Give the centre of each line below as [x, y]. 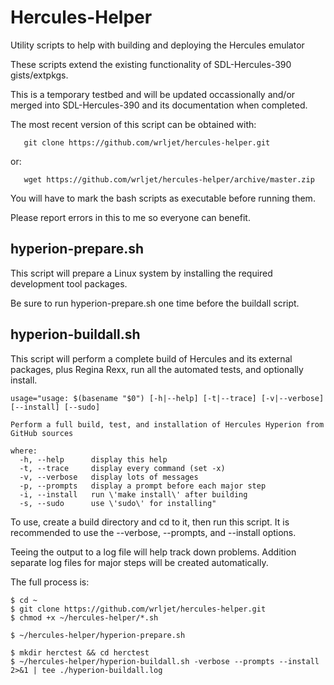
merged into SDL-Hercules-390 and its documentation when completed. [159, 105]
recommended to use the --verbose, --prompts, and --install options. [153, 532]
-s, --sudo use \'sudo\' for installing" [118, 503]
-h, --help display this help [93, 459]
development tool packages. [69, 283]
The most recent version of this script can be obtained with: [133, 124]
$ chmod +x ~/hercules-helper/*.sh [84, 617]
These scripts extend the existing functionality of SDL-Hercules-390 [151, 64]
